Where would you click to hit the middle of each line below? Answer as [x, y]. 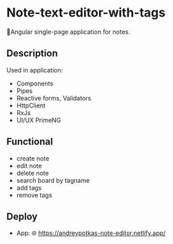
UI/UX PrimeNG [39, 120]
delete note [32, 173]
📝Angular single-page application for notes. [68, 32]
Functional [30, 142]
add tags [29, 187]
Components [35, 83]
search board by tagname [53, 180]
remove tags [34, 195]
